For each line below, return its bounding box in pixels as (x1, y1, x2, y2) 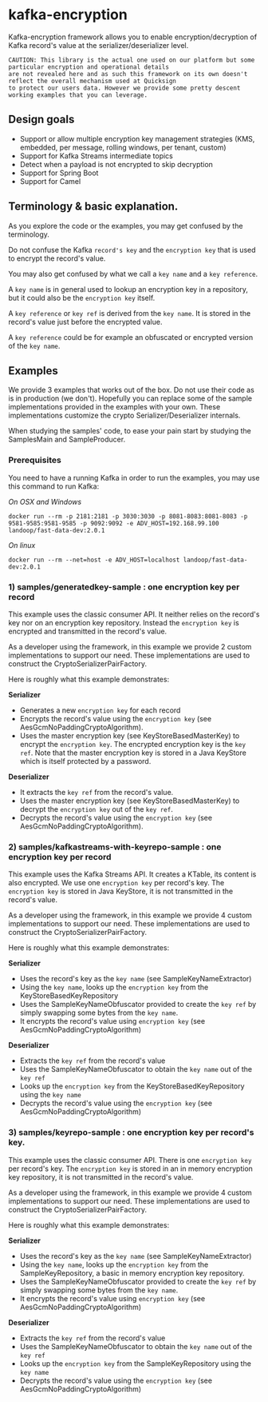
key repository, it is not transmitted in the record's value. (8, 1172, 194, 1181)
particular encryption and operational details (8, 62, 170, 71)
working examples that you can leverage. (8, 90, 148, 99)
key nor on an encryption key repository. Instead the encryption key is (8, 617, 239, 627)
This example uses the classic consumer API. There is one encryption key (8, 1155, 252, 1164)
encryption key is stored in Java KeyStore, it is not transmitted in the (8, 886, 234, 897)
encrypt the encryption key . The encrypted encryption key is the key (19, 739, 246, 749)
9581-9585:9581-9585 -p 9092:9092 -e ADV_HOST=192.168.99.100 (8, 519, 219, 527)
